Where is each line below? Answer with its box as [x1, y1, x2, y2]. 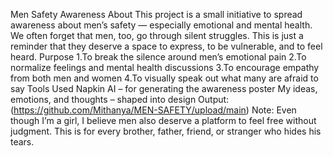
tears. [10, 136, 35, 148]
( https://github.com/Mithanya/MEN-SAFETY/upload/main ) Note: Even [10, 104, 297, 116]
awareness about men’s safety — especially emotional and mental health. [10, 19, 313, 31]
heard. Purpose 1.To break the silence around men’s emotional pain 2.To [10, 51, 307, 63]
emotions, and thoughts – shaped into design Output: [10, 94, 230, 105]
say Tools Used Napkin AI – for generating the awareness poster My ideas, [10, 83, 318, 94]
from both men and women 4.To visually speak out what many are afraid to [10, 72, 319, 84]
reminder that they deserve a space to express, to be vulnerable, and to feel [10, 40, 323, 52]
